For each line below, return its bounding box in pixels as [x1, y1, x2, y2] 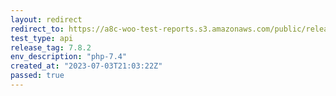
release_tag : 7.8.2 [10, 42, 92, 53]
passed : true [10, 71, 65, 81]
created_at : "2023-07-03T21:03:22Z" [10, 61, 163, 71]
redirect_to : [10, 24, 65, 34]
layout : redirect [10, 14, 83, 25]
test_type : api [10, 33, 74, 43]
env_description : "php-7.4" [10, 52, 128, 62]
